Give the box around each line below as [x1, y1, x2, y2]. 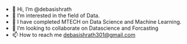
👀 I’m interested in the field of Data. [11, 12, 100, 19]
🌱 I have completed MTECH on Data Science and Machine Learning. [11, 18, 182, 25]
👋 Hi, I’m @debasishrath [11, 6, 72, 12]
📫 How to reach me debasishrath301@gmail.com [11, 32, 136, 38]
